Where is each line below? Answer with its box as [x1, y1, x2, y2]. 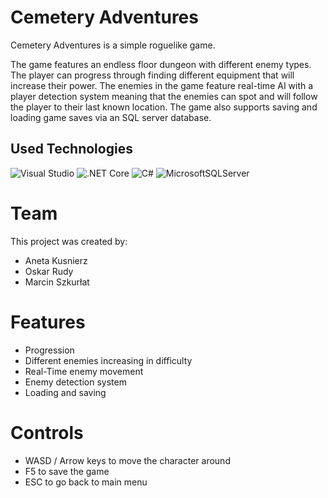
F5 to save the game [24, 465, 110, 477]
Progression [24, 344, 75, 356]
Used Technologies [10, 141, 133, 158]
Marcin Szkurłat [24, 276, 90, 288]
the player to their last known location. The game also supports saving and [10, 101, 318, 113]
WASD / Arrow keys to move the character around [24, 454, 231, 466]
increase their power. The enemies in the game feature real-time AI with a [10, 79, 314, 91]
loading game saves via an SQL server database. [10, 111, 212, 123]
